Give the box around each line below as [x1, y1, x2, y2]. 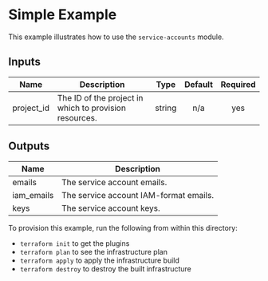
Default [184, 78, 214, 89]
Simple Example [8, 6, 117, 24]
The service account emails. [61, 176, 167, 188]
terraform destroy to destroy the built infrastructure [19, 263, 191, 273]
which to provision [57, 102, 126, 113]
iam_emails [12, 189, 54, 200]
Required [220, 78, 256, 89]
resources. [57, 112, 97, 123]
